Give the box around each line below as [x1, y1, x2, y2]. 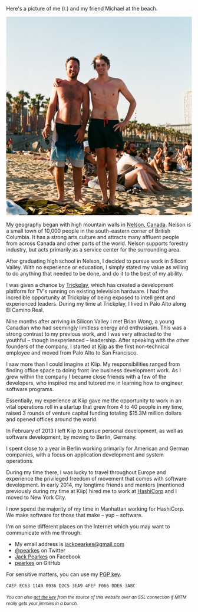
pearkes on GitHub [14, 560, 61, 567]
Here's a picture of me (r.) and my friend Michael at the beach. [6, 5, 158, 12]
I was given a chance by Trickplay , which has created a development [6, 282, 174, 289]
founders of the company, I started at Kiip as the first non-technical [6, 343, 170, 350]
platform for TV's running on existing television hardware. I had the [6, 288, 169, 295]
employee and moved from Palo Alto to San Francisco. [6, 349, 138, 356]
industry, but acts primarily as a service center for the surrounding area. [6, 246, 181, 253]
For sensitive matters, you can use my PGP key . [6, 571, 122, 578]
